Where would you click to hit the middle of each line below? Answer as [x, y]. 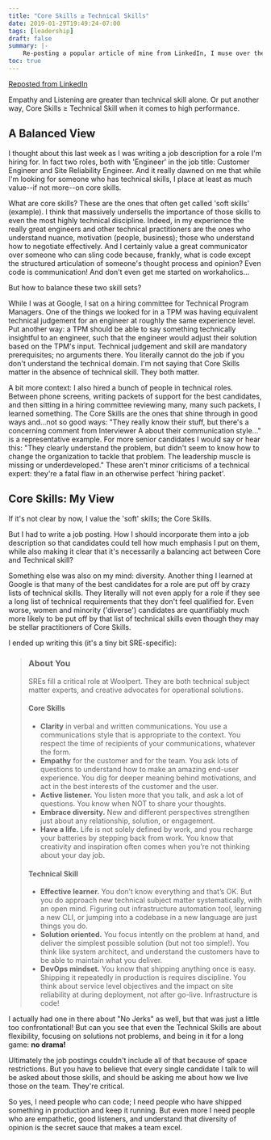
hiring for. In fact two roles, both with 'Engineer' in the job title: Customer [129, 162]
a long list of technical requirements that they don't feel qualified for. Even [131, 601]
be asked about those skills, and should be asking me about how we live [128, 1078]
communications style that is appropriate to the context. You [140, 735]
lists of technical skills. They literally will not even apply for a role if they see [134, 593]
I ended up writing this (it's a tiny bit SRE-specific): [93, 643]
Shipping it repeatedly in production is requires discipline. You [143, 977]
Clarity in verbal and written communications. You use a [133, 726]
